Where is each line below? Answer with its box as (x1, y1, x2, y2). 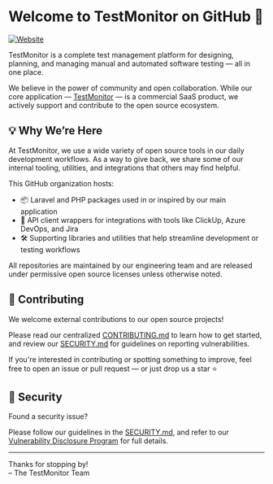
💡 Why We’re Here (8, 124, 103, 137)
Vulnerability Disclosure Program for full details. (8, 436, 169, 446)
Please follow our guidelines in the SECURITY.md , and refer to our (8, 427, 230, 438)
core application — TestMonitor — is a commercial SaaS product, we (8, 91, 239, 101)
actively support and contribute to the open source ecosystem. (8, 100, 219, 110)
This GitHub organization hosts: (8, 178, 115, 188)
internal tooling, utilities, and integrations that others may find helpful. (8, 163, 241, 172)
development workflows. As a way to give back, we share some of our (8, 154, 244, 164)
